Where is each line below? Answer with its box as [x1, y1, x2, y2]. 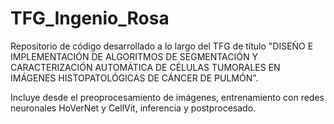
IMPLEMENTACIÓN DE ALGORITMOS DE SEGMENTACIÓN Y [10, 50, 258, 62]
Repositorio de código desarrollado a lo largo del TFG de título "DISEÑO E [10, 40, 314, 52]
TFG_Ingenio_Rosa [10, 7, 170, 30]
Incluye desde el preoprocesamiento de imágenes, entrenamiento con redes [10, 91, 325, 103]
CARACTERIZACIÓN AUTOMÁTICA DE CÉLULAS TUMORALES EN [10, 61, 281, 73]
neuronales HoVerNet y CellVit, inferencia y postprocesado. [10, 102, 257, 114]
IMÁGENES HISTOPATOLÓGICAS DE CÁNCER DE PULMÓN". [10, 72, 259, 84]
